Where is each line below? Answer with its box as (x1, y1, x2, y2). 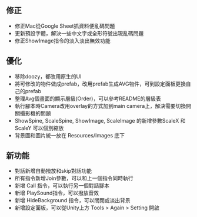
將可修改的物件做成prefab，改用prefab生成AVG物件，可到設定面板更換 (14, 80, 186, 87)
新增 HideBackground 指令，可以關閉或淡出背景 (14, 197, 131, 204)
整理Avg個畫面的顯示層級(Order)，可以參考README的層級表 (14, 95, 161, 102)
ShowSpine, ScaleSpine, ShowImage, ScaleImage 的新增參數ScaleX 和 (14, 117, 186, 124)
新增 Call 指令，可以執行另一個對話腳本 (14, 182, 110, 189)
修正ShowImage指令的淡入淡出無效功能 (14, 37, 111, 44)
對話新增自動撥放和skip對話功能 (14, 167, 92, 175)
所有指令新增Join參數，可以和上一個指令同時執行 (14, 175, 133, 182)
